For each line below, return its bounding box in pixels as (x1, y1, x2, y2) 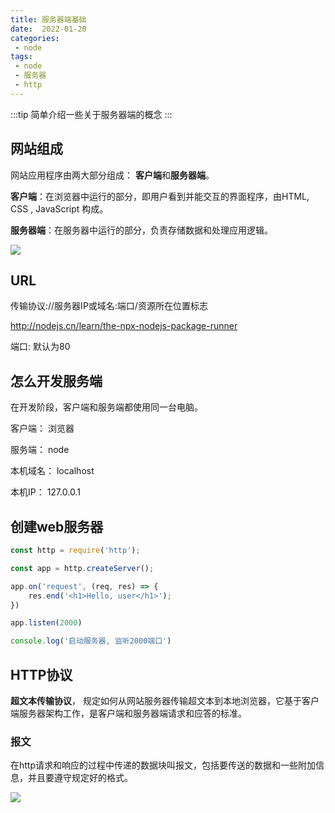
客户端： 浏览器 (10, 422, 75, 435)
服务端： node (10, 444, 70, 456)
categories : (10, 33, 60, 43)
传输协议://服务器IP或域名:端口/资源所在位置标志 (10, 300, 208, 312)
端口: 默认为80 (10, 341, 71, 353)
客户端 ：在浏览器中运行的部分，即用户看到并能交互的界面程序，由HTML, (10, 190, 310, 202)
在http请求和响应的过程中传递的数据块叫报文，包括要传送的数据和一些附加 (10, 759, 317, 771)
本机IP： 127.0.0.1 (10, 486, 81, 498)
